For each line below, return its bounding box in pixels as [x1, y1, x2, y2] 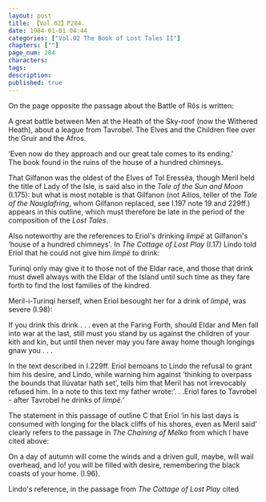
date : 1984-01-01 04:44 [8, 26, 88, 34]
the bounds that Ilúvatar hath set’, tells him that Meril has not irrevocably [8, 378, 247, 388]
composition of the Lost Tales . [8, 215, 109, 225]
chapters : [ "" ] [8, 42, 59, 50]
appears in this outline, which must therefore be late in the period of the [8, 207, 245, 216]
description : [8, 71, 52, 79]
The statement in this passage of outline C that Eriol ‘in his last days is [8, 410, 240, 420]
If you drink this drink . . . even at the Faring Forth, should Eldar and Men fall [8, 319, 259, 329]
